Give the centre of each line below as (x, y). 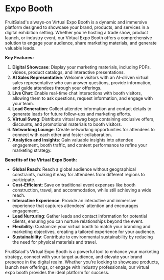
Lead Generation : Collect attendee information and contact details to (82, 109)
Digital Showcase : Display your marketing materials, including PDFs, (82, 67)
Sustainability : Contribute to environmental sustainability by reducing (82, 237)
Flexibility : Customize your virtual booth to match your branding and (81, 226)
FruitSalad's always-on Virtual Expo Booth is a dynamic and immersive (76, 22)
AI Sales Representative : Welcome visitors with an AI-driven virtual (80, 77)
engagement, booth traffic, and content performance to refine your (80, 145)
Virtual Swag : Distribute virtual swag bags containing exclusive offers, (83, 119)
